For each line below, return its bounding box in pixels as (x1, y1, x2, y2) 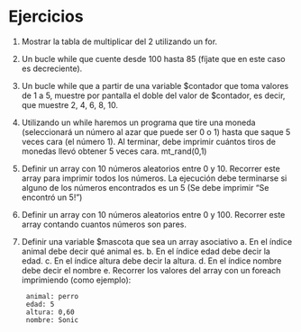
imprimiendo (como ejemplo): (21, 274, 132, 285)
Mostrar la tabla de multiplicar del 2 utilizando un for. (21, 36, 218, 47)
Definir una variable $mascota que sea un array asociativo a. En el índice (21, 236, 293, 247)
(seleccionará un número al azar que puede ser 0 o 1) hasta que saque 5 (21, 126, 291, 137)
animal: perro (25, 292, 79, 301)
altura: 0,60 (25, 308, 75, 317)
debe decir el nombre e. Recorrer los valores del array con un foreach (21, 265, 281, 275)
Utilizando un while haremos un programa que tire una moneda (21, 117, 256, 128)
